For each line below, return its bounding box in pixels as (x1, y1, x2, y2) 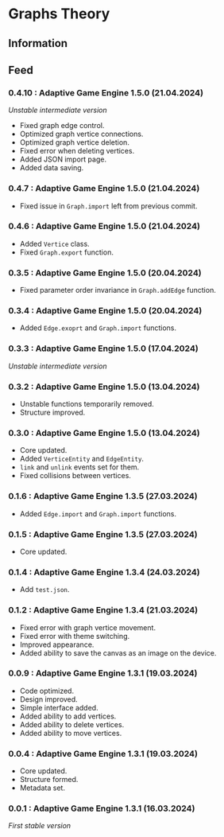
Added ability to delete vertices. (19, 719, 125, 729)
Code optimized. (19, 686, 74, 695)
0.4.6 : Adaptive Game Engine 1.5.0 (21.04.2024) (8, 220, 201, 232)
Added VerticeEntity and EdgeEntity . (19, 454, 145, 464)
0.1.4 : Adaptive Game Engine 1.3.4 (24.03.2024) (8, 566, 200, 578)
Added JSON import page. (19, 154, 107, 164)
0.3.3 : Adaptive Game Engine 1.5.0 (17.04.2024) (8, 343, 199, 354)
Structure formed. (19, 775, 79, 784)
